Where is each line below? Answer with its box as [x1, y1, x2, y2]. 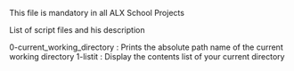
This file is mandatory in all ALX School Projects [9, 8, 185, 18]
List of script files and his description [9, 25, 145, 35]
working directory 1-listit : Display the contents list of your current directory [9, 51, 285, 61]
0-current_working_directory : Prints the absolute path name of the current [9, 42, 283, 52]
